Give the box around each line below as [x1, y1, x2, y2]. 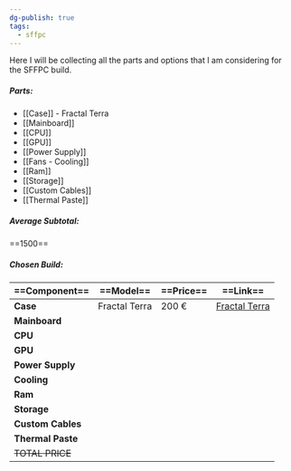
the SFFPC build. [9, 64, 72, 75]
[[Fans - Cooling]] [22, 156, 89, 168]
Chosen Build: [9, 259, 63, 270]
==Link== [221, 284, 265, 297]
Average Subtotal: [9, 215, 80, 226]
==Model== [99, 284, 151, 297]
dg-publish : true [9, 13, 75, 23]
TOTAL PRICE [14, 447, 72, 460]
